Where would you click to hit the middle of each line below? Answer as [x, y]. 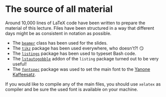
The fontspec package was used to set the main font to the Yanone [81, 69]
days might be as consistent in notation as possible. [58, 33]
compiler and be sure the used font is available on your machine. [72, 89]
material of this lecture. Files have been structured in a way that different [80, 28]
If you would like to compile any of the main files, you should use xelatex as [83, 84]
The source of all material [59, 9]
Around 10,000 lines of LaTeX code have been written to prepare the [75, 23]
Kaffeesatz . [24, 74]
